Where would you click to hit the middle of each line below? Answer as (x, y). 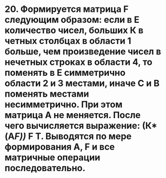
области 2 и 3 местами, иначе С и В (82, 84)
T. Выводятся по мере (83, 136)
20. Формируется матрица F (67, 9)
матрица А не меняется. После (73, 115)
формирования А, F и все (60, 147)
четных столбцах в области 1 (68, 41)
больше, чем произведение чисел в (83, 52)
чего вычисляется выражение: (72, 126)
